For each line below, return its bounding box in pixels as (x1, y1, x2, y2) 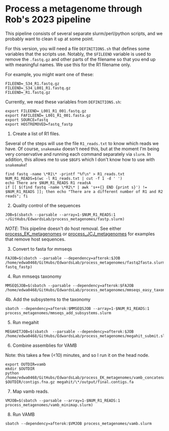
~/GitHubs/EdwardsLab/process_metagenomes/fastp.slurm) (5, 216, 125, 222)
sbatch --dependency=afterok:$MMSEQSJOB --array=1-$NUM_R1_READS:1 (5, 306, 150, 311)
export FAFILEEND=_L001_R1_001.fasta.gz (5, 113, 92, 118)
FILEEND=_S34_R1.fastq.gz (5, 81, 59, 86)
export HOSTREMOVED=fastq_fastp (5, 121, 73, 127)
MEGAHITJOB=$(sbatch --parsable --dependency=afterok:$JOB (5, 329, 134, 334)
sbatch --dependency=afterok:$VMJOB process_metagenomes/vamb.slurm (5, 421, 152, 426)
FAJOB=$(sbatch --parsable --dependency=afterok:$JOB (5, 256, 121, 261)
